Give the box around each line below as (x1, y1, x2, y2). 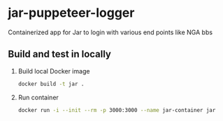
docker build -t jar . (17, 80, 85, 87)
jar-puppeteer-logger (8, 5, 135, 21)
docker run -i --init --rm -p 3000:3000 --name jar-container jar (17, 106, 216, 113)
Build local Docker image (17, 66, 90, 75)
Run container (17, 93, 59, 101)
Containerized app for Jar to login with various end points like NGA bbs (8, 28, 213, 36)
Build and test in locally (8, 48, 111, 60)
